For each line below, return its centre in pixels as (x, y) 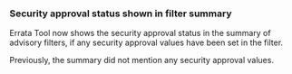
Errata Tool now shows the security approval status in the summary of (140, 33)
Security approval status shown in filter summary (121, 14)
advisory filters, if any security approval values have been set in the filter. (146, 42)
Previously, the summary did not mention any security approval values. (142, 60)
